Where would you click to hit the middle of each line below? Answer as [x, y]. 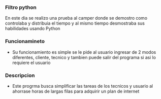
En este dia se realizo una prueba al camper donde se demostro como [76, 18]
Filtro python [21, 7]
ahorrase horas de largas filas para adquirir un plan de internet [76, 91]
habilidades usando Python [33, 29]
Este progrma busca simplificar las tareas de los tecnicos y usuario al [83, 86]
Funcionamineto [25, 41]
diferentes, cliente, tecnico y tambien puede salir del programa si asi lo [84, 57]
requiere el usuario [31, 63]
